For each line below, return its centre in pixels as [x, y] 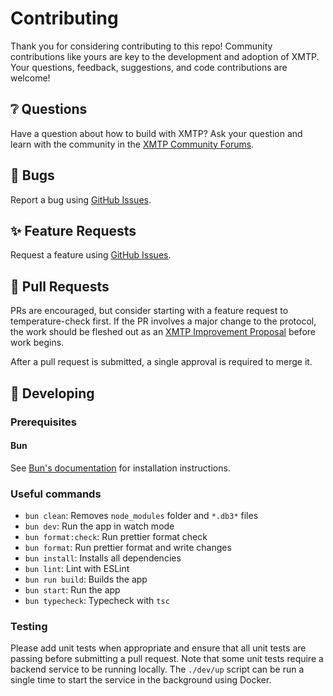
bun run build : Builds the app [86, 579]
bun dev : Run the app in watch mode [99, 526]
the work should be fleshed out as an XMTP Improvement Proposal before [163, 332]
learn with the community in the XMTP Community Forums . [132, 144]
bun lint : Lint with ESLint [77, 568]
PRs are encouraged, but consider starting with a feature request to [149, 311]
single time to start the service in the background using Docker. [141, 680]
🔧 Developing [52, 393]
